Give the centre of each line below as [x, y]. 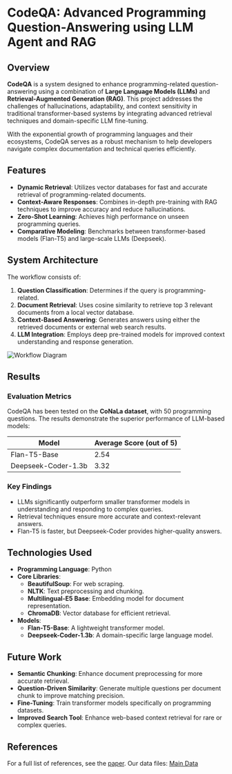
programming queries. [49, 224]
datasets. [30, 710]
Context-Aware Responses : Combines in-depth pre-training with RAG [117, 202]
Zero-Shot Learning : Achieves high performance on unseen [103, 216]
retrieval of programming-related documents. [81, 194]
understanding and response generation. [75, 341]
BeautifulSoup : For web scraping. [76, 584]
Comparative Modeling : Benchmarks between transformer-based [111, 231]
